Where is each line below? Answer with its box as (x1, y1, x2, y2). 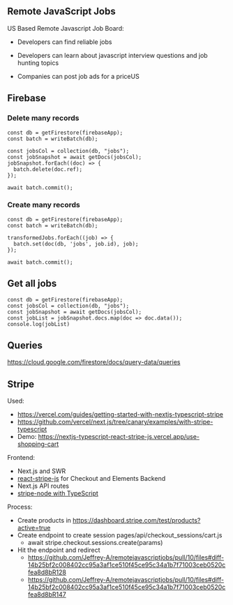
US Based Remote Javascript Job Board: (7, 24, 124, 32)
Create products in (17, 516, 72, 525)
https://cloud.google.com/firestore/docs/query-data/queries (7, 358, 181, 366)
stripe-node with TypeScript (17, 489, 99, 498)
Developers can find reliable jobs (17, 38, 112, 46)
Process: (7, 502, 33, 511)
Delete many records (7, 113, 80, 123)
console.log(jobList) (7, 320, 70, 327)
